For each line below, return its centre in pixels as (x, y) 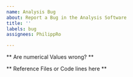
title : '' (19, 23)
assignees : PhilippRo (34, 35)
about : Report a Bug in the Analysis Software (66, 18)
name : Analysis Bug (31, 12)
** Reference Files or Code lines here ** (57, 69)
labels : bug (21, 29)
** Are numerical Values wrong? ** (50, 57)
